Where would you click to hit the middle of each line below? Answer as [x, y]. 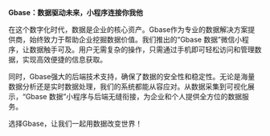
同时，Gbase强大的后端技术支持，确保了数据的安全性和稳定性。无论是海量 [132, 76]
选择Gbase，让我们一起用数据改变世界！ [76, 124]
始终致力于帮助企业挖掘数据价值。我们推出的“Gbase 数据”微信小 [136, 40]
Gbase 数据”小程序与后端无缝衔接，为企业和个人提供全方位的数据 [134, 96]
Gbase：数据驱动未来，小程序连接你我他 [76, 12]
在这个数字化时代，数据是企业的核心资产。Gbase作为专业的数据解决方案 [128, 30]
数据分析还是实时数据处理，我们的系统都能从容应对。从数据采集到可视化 [128, 86]
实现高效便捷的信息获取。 [64, 60]
